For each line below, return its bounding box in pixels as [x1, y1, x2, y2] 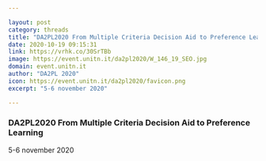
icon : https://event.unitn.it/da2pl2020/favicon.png [8, 77, 186, 85]
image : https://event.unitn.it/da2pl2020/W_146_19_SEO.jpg [8, 55, 207, 63]
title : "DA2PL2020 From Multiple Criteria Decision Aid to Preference [8, 33, 246, 41]
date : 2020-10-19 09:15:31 [8, 40, 97, 48]
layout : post [8, 18, 51, 26]
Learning [8, 127, 44, 138]
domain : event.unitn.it [8, 62, 87, 71]
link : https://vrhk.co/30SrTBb [8, 48, 112, 56]
